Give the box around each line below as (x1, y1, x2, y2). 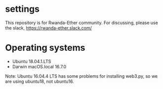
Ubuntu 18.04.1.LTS (12, 58, 51, 64)
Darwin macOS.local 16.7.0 (12, 63, 67, 69)
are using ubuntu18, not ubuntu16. (5, 78, 74, 84)
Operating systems (5, 42, 85, 54)
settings (5, 3, 40, 15)
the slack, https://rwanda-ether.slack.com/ (5, 25, 92, 30)
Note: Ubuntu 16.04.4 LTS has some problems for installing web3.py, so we (5, 73, 158, 79)
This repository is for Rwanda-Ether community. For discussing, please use (5, 20, 158, 26)
